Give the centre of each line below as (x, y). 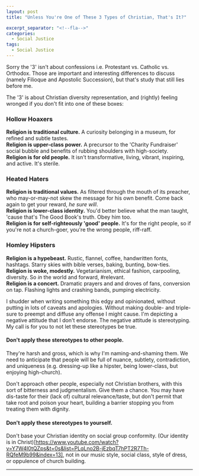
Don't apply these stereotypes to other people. (65, 340)
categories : (21, 33)
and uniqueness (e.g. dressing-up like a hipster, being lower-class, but (92, 365)
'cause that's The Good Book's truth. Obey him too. (69, 217)
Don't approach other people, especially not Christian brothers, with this (94, 383)
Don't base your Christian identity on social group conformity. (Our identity (97, 436)
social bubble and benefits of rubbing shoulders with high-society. (87, 151)
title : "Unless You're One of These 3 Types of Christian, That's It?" (96, 17)
